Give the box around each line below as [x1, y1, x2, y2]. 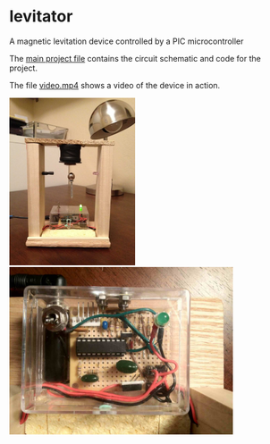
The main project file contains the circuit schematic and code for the [9, 53, 261, 63]
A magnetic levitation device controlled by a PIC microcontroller [9, 36, 244, 46]
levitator [9, 6, 73, 27]
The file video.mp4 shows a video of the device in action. [9, 80, 221, 90]
